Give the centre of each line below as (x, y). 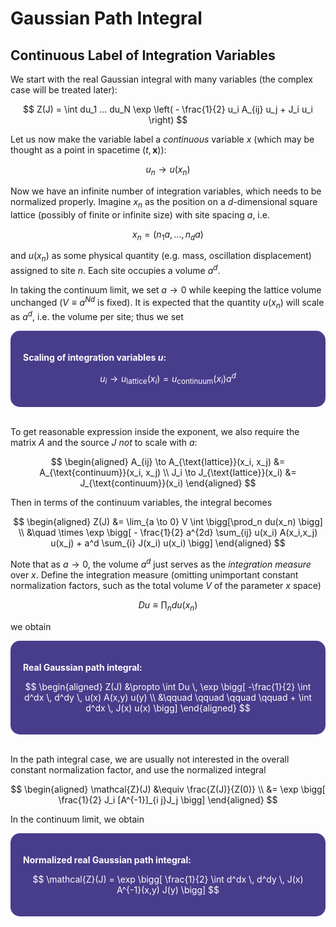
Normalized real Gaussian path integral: (107, 859)
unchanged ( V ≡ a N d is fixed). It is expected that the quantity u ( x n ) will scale (167, 302)
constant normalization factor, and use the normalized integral (138, 769)
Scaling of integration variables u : (95, 357)
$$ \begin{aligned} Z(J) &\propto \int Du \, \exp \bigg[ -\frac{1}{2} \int (168, 686)
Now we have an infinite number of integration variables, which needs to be (166, 191)
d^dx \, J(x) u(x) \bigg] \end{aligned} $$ (168, 708)
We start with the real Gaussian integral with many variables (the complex (161, 79)
